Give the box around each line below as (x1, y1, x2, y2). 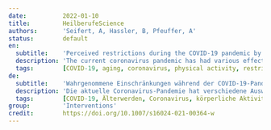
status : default (8, 34, 89, 43)
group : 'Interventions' (8, 102, 117, 110)
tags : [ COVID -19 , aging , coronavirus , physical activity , (15, 65, 240, 73)
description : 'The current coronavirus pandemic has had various (15, 57, 240, 65)
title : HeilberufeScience (8, 19, 125, 27)
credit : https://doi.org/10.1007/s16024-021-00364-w (8, 110, 215, 118)
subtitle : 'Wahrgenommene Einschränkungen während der (15, 79, 215, 87)
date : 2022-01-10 (8, 11, 99, 20)
